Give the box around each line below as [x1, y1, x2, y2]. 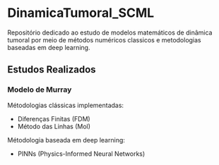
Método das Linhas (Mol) [17, 122, 90, 130]
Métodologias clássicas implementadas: [7, 101, 124, 109]
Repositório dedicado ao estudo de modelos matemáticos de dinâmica [7, 28, 213, 37]
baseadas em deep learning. [7, 43, 90, 51]
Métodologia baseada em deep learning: [7, 135, 126, 144]
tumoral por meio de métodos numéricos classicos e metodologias [7, 35, 201, 44]
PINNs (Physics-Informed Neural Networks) [17, 149, 146, 158]
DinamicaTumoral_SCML [7, 5, 155, 21]
